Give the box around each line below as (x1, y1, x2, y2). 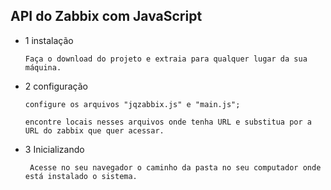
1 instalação (24, 34, 74, 46)
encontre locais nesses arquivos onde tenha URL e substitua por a (24, 117, 312, 127)
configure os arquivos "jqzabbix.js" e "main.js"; (24, 99, 241, 109)
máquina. (24, 62, 62, 73)
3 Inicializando (24, 143, 85, 155)
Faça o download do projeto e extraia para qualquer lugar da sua (24, 54, 308, 64)
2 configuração (24, 80, 88, 92)
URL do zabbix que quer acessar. (24, 125, 165, 136)
